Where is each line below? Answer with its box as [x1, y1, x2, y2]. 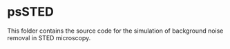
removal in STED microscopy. [7, 33, 91, 42]
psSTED [7, 4, 54, 20]
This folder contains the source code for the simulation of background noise [7, 27, 224, 35]
